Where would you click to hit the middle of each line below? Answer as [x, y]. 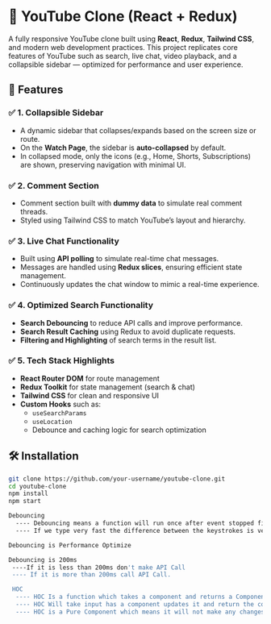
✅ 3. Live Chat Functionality [64, 241]
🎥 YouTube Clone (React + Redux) [123, 17]
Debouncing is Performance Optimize [70, 545]
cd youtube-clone [38, 486]
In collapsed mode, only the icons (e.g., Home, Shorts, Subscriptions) [135, 156]
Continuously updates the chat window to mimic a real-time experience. [140, 285]
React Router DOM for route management [90, 378]
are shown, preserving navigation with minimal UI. [103, 164]
